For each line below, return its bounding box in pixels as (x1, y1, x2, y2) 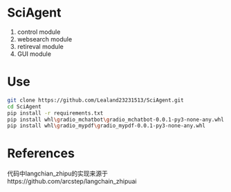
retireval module (17, 42, 64, 50)
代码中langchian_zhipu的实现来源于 (7, 169, 109, 177)
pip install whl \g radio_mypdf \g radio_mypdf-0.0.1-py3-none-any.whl (7, 122, 206, 129)
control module (17, 28, 61, 36)
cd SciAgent (7, 103, 41, 110)
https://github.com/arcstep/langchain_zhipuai (7, 177, 137, 186)
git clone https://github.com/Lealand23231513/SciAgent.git (7, 97, 185, 104)
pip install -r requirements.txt (7, 109, 104, 117)
